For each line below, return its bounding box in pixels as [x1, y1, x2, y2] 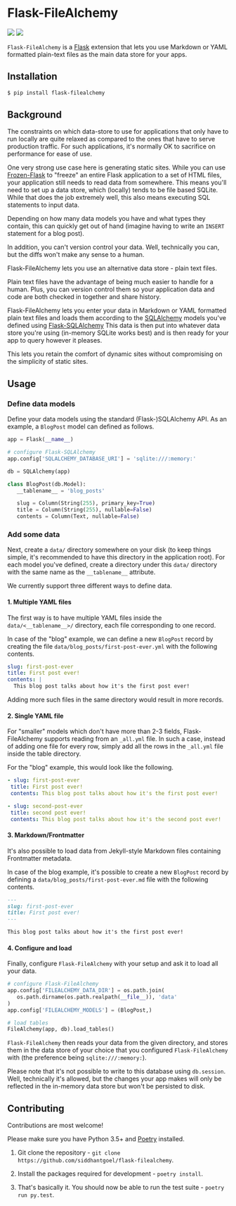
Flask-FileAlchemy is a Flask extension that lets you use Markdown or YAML [7, 42, 228, 51]
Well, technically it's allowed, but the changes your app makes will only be [7, 1074, 222, 1083]
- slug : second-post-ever [7, 802, 83, 810]
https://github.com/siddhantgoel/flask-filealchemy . [17, 1156, 174, 1164]
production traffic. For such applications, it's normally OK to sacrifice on [7, 142, 216, 151]
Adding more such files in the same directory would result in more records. [7, 695, 224, 704]
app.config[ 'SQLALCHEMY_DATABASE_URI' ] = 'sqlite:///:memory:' [7, 455, 197, 462]
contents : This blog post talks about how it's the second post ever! [10, 815, 221, 823]
